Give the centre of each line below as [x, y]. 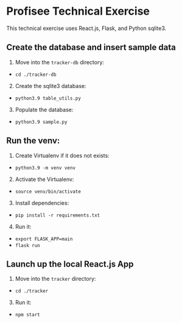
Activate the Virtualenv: [44, 179]
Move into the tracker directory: [55, 279]
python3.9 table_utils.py [48, 98]
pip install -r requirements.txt [58, 215]
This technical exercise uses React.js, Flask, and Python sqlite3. [86, 28]
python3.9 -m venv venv [45, 168]
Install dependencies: [42, 202]
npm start [28, 315]
